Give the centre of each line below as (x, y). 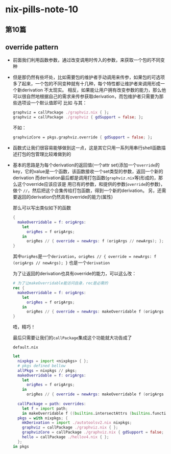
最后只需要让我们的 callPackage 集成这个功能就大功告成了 (72, 338)
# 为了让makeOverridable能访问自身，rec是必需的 (60, 283)
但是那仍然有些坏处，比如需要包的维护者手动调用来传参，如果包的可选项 (89, 77)
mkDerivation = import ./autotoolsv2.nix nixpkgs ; (77, 423)
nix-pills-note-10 (42, 9)
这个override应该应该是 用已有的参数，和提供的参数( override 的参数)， (91, 184)
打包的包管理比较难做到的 (44, 154)
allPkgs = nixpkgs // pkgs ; (47, 371)
